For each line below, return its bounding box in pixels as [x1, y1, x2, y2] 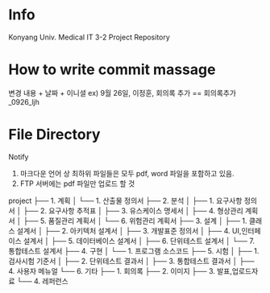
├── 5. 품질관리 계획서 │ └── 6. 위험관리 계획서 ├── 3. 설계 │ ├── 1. [23, 216, 247, 225]
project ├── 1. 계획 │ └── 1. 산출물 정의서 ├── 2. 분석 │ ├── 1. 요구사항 [8, 196, 243, 205]
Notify [8, 151, 29, 162]
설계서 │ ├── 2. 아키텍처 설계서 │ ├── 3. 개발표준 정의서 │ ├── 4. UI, [16, 225, 242, 235]
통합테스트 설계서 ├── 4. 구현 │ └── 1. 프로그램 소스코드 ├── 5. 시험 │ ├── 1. [8, 246, 260, 255]
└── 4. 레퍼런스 [16, 276, 69, 286]
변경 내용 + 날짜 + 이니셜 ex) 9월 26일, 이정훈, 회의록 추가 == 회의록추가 [8, 88, 236, 97]
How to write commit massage [8, 60, 216, 79]
